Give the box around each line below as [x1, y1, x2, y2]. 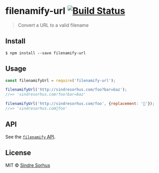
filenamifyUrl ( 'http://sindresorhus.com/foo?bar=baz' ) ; [5, 87, 127, 92]
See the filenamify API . [5, 134, 56, 140]
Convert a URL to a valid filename [17, 22, 89, 28]
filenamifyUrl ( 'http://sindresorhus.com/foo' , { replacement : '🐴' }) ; [5, 101, 155, 106]
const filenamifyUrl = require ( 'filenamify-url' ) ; [5, 78, 116, 83]
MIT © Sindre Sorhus [5, 162, 50, 168]
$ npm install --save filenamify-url [5, 50, 86, 56]
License [5, 148, 31, 157]
